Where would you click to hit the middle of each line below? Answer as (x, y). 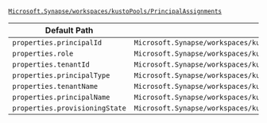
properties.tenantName (55, 86)
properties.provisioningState (70, 108)
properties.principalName (61, 97)
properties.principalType (61, 75)
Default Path (69, 30)
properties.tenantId (51, 65)
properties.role (43, 54)
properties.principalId (57, 42)
